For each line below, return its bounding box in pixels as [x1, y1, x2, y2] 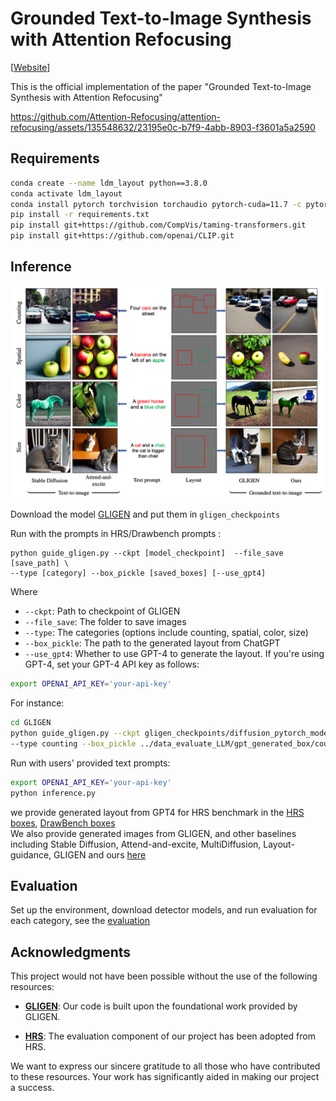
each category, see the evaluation [10, 915, 150, 927]
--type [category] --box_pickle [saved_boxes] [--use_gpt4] [10, 568, 267, 579]
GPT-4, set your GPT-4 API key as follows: [24, 658, 200, 671]
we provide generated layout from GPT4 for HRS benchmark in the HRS [10, 806, 305, 818]
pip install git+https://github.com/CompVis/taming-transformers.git [10, 220, 307, 231]
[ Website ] [10, 61, 51, 73]
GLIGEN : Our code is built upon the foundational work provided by [24, 1000, 298, 1012]
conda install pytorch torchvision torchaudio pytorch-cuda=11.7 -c [10, 199, 302, 209]
